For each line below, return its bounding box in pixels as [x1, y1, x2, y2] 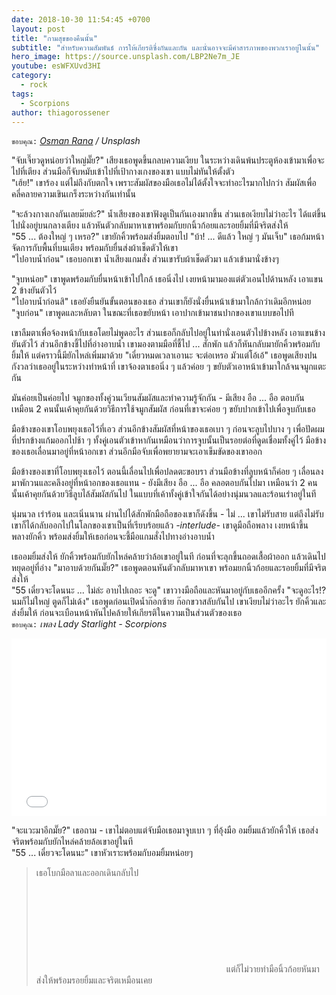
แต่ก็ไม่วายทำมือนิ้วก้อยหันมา [225, 962, 320, 975]
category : [11, 71, 53, 81]
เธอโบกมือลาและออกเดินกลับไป [35, 866, 139, 878]
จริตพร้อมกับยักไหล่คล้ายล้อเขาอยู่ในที [11, 835, 134, 847]
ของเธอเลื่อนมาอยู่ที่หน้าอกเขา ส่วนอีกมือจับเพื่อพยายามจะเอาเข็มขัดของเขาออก [11, 446, 263, 458]
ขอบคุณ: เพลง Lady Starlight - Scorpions [11, 618, 168, 630]
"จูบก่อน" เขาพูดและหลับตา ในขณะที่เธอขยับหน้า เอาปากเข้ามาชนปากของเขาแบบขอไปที [11, 307, 294, 319]
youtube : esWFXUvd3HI [11, 61, 102, 71]
